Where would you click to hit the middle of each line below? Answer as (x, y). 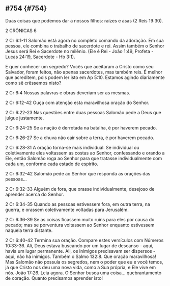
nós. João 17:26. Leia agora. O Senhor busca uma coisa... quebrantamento (83, 273)
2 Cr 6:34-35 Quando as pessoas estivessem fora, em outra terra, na (78, 204)
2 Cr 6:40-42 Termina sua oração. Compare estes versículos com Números (84, 240)
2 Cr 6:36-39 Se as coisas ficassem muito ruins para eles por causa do (80, 219)
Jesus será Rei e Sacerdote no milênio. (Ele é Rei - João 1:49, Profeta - (79, 51)
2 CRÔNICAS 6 (21, 31)
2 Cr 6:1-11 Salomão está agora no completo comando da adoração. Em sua (84, 40)
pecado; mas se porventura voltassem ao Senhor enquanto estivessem (80, 225)
